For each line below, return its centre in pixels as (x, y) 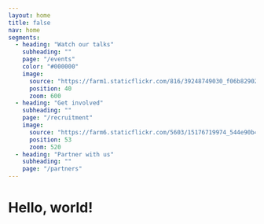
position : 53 (50, 140)
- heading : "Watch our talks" (64, 45)
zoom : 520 (45, 147)
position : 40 (50, 88)
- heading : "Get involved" (59, 103)
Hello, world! (51, 208)
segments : (24, 37)
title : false (29, 23)
